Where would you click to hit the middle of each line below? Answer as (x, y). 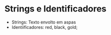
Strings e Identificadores (55, 9)
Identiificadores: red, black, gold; (45, 27)
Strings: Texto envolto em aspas (44, 22)
